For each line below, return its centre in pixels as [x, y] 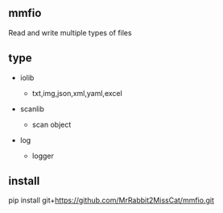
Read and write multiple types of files [70, 32]
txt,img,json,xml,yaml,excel [77, 93]
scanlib [32, 109]
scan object [52, 124]
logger [43, 156]
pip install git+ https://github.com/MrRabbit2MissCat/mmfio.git [111, 200]
